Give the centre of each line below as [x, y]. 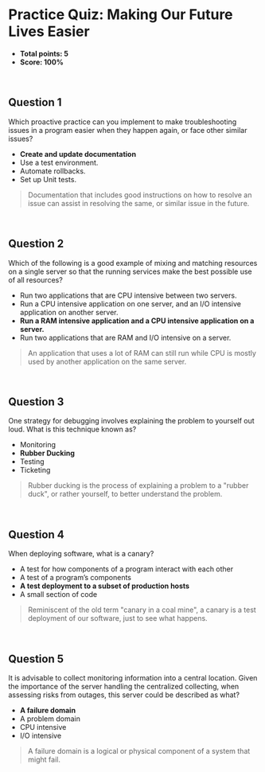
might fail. [44, 759]
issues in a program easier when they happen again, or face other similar [128, 130]
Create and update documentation [78, 154]
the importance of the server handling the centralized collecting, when [124, 686]
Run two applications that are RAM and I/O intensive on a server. [125, 337]
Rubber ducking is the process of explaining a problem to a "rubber [138, 485]
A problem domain [50, 719]
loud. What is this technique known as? [72, 429]
